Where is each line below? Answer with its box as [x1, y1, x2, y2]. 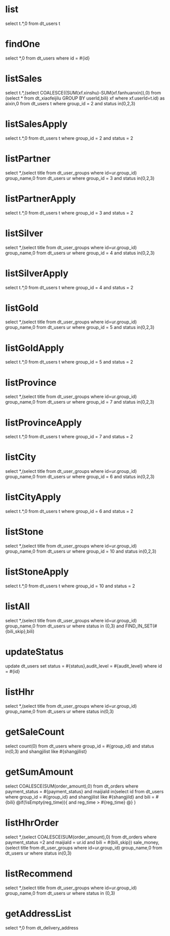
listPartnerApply [5, 193, 76, 204]
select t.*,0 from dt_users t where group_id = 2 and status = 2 [5, 135, 134, 141]
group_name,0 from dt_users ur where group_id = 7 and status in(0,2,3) [5, 399, 154, 405]
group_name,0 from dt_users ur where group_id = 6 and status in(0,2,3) [5, 474, 155, 480]
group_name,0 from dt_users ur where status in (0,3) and [5, 623, 124, 629]
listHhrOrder [5, 817, 59, 828]
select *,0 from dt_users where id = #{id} [5, 55, 90, 61]
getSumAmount [5, 766, 73, 777]
